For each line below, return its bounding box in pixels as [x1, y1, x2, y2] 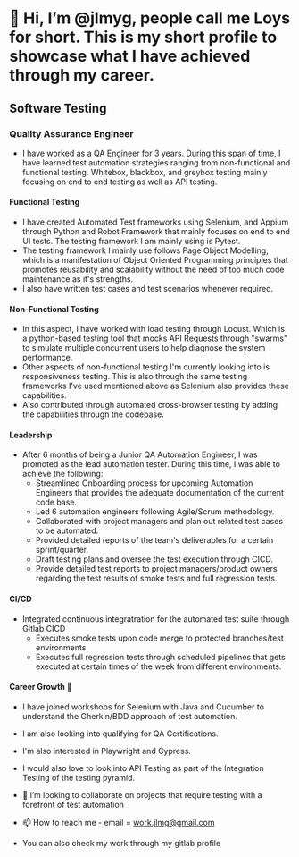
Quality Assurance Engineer [9, 127, 134, 140]
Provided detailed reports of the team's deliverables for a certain [35, 535, 274, 546]
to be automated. [35, 525, 99, 536]
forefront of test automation [21, 799, 125, 810]
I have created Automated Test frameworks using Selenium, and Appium [21, 216, 289, 227]
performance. [21, 352, 73, 363]
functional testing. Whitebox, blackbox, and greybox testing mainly [21, 166, 268, 177]
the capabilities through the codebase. [21, 409, 165, 420]
